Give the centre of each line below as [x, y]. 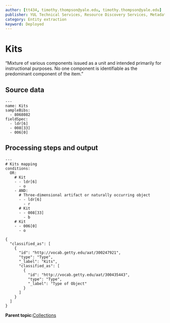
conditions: [18, 168]
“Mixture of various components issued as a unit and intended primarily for [83, 63]
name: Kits [17, 106]
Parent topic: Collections [31, 315]
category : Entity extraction [36, 19]
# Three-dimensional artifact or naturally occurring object [84, 195]
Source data [25, 90]
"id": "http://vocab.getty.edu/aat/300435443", [79, 275]
